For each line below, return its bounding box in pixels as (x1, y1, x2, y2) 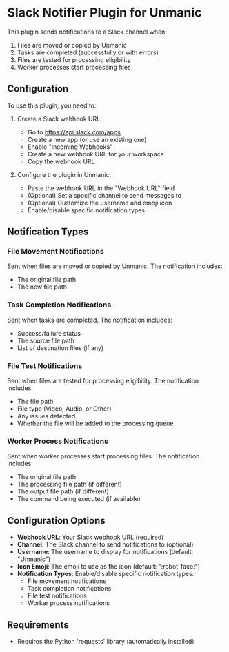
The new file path (17, 283, 68, 291)
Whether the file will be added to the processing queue (17, 419, 174, 428)
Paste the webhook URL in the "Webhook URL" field (27, 184, 175, 192)
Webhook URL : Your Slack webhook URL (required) (17, 533, 164, 542)
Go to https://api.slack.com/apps (27, 128, 121, 136)
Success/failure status (17, 329, 81, 337)
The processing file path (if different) (17, 480, 123, 489)
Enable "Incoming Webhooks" (27, 143, 113, 151)
